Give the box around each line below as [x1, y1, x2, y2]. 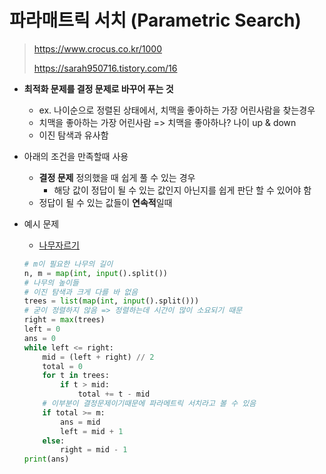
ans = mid [60, 417, 101, 427]
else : [42, 436, 66, 446]
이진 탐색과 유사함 [38, 129, 109, 141]
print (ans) [23, 454, 70, 465]
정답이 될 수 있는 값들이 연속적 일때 [38, 196, 173, 208]
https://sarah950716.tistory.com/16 [33, 62, 178, 74]
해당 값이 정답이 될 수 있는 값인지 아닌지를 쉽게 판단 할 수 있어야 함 [53, 184, 312, 196]
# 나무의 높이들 [23, 277, 79, 288]
